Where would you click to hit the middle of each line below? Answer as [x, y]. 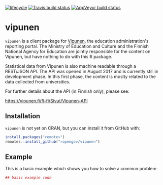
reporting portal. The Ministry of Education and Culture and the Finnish [77, 46]
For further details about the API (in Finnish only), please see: [67, 91]
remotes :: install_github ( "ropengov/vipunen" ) [52, 142]
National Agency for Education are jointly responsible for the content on [78, 51]
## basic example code [28, 178]
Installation [23, 116]
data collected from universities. [38, 81]
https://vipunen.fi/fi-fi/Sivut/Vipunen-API [46, 101]
